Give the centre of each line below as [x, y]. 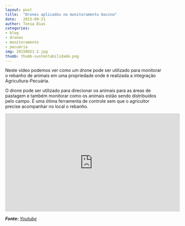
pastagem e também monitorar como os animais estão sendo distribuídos [81, 96]
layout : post [19, 10]
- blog [12, 33]
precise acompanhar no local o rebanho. [47, 107]
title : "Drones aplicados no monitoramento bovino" [61, 14]
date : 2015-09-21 [25, 19]
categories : [17, 28]
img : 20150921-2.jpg [27, 51]
